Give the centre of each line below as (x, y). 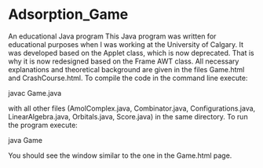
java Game (26, 140)
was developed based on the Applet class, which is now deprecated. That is (131, 53)
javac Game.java (35, 93)
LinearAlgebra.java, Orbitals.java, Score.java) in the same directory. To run (128, 116)
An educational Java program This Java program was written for (112, 36)
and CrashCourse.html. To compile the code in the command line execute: (128, 78)
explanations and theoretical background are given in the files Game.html (126, 69)
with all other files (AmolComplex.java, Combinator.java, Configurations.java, (132, 108)
